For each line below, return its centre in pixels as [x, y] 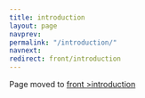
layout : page [33, 26]
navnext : [25, 51]
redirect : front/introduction [65, 59]
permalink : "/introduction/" [63, 42]
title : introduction [48, 17]
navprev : [25, 34]
